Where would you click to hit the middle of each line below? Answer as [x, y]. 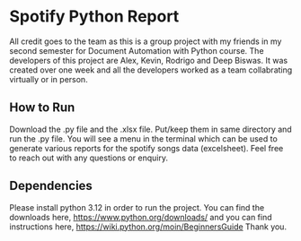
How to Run [42, 108]
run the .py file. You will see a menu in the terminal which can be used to [144, 138]
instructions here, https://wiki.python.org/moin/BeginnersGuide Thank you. [148, 227]
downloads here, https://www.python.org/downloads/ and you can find [141, 217]
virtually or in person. [49, 79]
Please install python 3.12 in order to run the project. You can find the [137, 207]
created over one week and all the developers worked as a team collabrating [151, 70]
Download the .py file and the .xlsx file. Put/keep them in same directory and [150, 129]
